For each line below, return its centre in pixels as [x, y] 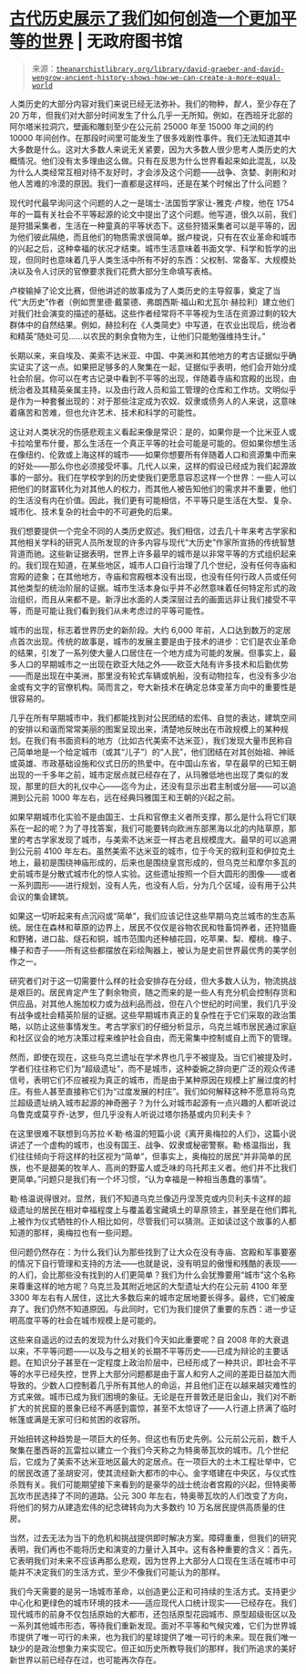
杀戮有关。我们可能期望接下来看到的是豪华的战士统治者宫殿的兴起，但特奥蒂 [153, 1484]
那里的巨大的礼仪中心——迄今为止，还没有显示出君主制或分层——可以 [157, 786]
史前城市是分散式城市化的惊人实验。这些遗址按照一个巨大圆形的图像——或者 [153, 873]
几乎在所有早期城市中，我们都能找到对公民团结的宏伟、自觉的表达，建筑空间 [153, 717]
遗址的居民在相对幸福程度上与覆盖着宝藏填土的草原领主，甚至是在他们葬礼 [157, 1209]
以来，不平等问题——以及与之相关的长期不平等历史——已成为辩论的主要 [145, 1350]
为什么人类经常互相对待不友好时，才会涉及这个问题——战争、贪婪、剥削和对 [153, 172]
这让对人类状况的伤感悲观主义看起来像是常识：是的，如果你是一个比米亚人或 [153, 431]
